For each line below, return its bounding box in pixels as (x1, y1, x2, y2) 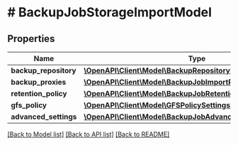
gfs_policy (11, 100, 47, 110)
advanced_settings (11, 112, 77, 122)
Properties (7, 33, 55, 45)
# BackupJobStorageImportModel (7, 4, 212, 21)
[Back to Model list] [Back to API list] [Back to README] (7, 130, 170, 139)
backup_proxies (11, 77, 67, 87)
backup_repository (11, 65, 76, 75)
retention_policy (11, 89, 67, 98)
